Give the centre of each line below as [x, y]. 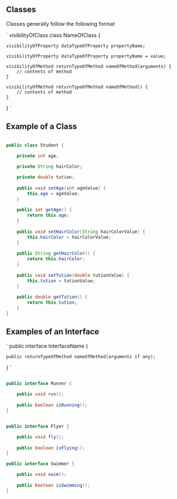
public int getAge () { [44, 210]
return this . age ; [48, 215]
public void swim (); [42, 474]
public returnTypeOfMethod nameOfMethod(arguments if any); [81, 357]
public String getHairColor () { [56, 254]
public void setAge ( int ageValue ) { [62, 188]
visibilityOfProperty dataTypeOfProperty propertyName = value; [86, 56]
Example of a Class [42, 126]
